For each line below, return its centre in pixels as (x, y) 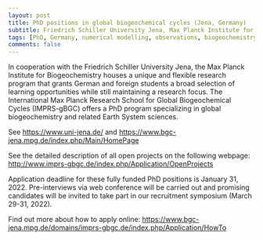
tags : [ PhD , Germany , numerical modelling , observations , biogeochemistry (133, 37)
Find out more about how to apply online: (74, 220)
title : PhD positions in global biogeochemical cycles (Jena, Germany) (127, 23)
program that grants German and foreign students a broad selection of (122, 84)
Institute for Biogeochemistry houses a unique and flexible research (117, 75)
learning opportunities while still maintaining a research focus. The (115, 92)
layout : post (29, 15)
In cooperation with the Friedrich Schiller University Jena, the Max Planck (126, 67)
